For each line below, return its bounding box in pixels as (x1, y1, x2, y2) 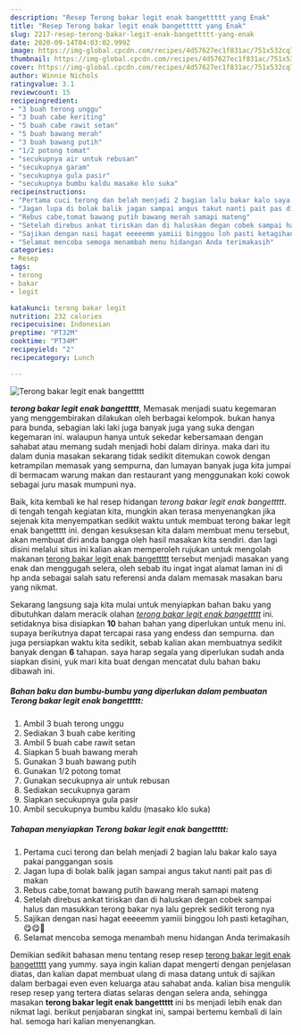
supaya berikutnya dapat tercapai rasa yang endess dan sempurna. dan (10, 627, 275, 638)
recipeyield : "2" (10, 345, 75, 354)
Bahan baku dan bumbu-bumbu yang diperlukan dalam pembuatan (10, 686, 268, 697)
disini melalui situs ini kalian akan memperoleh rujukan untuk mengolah (10, 543, 272, 554)
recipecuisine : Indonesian (10, 320, 111, 329)
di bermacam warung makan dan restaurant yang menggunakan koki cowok (10, 469, 290, 480)
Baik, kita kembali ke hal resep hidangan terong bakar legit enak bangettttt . (10, 496, 287, 507)
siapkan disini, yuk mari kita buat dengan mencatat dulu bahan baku (10, 656, 262, 667)
